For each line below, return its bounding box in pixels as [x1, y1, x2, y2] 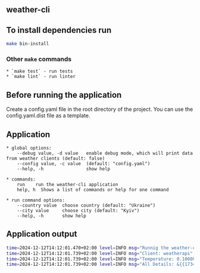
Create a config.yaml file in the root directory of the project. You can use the [6, 106, 193, 113]
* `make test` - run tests [6, 69, 73, 75]
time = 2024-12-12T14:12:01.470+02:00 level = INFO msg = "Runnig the [6, 244, 169, 251]
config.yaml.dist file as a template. [6, 112, 90, 119]
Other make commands [6, 55, 72, 63]
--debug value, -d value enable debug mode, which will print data [17, 150, 193, 156]
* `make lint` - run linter [6, 74, 76, 80]
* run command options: [6, 197, 65, 203]
